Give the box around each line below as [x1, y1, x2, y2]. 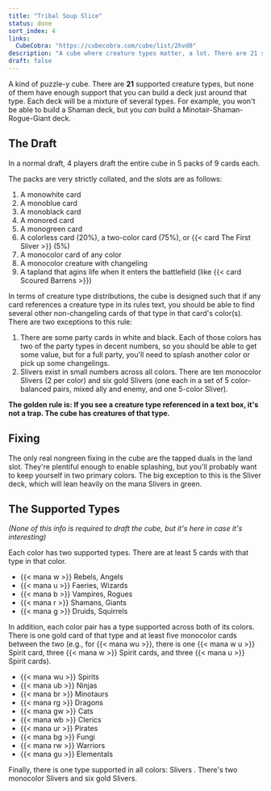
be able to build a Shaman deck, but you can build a [8, 104, 181, 114]
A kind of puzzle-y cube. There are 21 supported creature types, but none [8, 78, 254, 89]
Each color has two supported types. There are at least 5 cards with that [8, 548, 248, 557]
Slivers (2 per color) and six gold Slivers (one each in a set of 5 [19, 375, 230, 385]
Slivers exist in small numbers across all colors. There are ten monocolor [19, 367, 262, 377]
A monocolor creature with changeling [19, 258, 148, 267]
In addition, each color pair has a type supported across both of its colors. [8, 622, 255, 632]
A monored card [19, 215, 75, 225]
